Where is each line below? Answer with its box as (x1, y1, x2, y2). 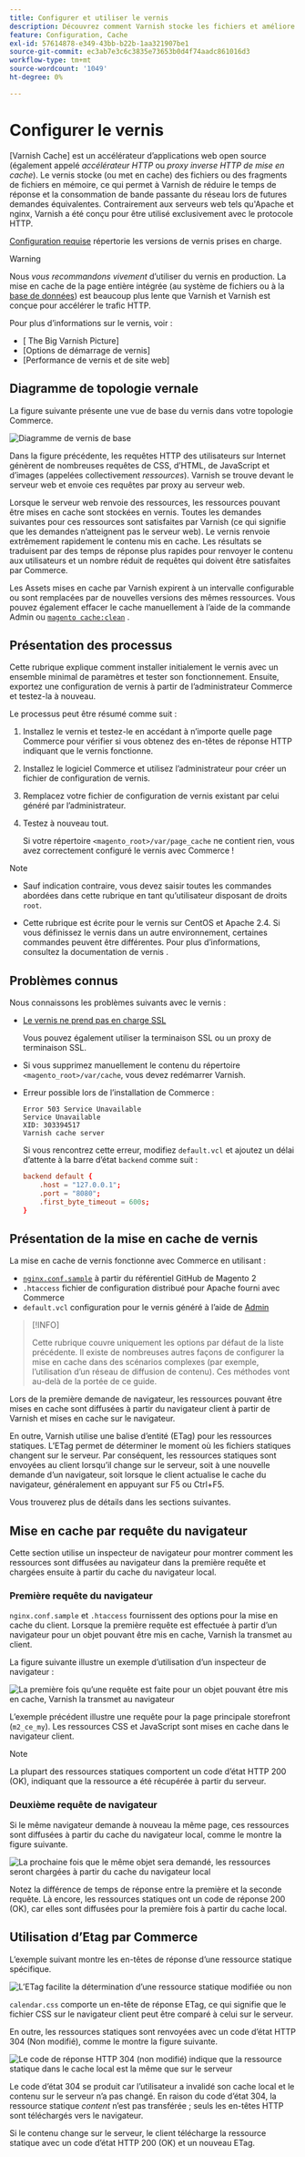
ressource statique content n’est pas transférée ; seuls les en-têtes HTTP (9, 2100, 284, 2111)
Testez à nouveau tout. (22, 817, 109, 829)
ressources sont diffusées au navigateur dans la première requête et (9, 1557, 267, 1568)
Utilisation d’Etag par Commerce (9, 1929, 198, 1946)
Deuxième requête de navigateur (9, 1799, 158, 1812)
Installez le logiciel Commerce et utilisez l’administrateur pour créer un (22, 763, 287, 775)
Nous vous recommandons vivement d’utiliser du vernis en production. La (9, 271, 287, 282)
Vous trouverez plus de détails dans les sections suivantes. (9, 1496, 231, 1508)
